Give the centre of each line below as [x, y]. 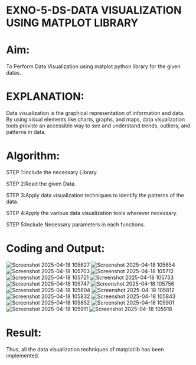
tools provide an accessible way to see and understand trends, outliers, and [98, 126]
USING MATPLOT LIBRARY [72, 23]
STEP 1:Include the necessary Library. [52, 172]
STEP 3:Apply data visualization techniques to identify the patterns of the [95, 195]
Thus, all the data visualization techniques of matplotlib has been [85, 349]
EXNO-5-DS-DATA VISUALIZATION [94, 10]
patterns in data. [26, 132]
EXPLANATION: [45, 97]
